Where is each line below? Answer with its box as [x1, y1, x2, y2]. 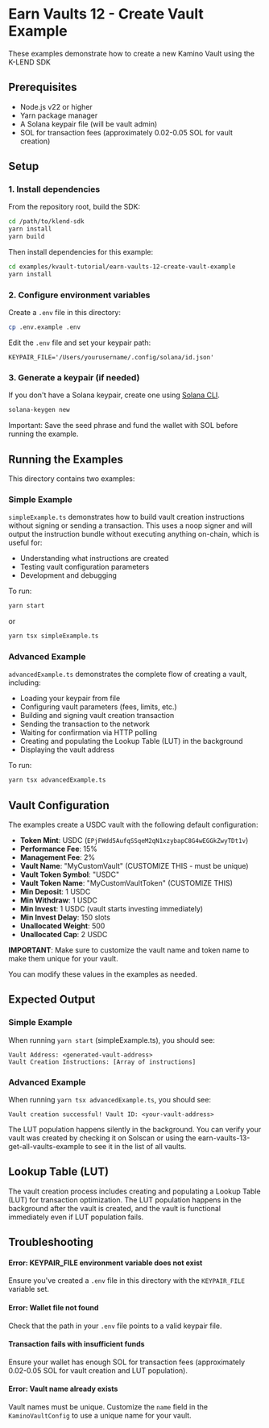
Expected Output [8, 993, 96, 1007]
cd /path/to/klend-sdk [8, 218, 85, 226]
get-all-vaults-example [8, 1141, 85, 1151]
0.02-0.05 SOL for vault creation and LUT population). [8, 1365, 188, 1375]
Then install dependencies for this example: [8, 247, 154, 257]
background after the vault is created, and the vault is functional [8, 1203, 221, 1213]
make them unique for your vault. [8, 954, 118, 963]
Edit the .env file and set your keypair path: [8, 338, 151, 347]
